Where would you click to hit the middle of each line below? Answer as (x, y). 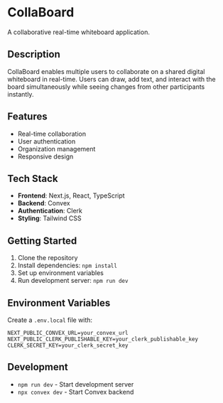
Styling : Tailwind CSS (49, 218)
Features (27, 117)
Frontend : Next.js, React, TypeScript (71, 195)
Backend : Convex (44, 203)
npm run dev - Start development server (76, 384)
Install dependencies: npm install (67, 265)
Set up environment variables (61, 273)
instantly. (21, 94)
